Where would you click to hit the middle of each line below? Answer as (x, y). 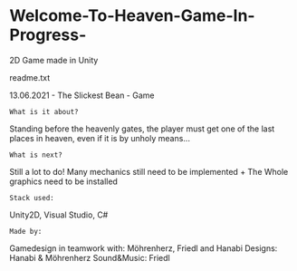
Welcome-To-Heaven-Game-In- (132, 16)
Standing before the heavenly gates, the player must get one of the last (142, 129)
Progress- (48, 35)
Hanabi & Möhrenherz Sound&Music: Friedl (90, 257)
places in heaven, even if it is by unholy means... (100, 138)
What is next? (36, 155)
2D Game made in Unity (54, 60)
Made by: (26, 231)
